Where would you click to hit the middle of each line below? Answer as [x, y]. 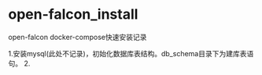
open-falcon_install [73, 14]
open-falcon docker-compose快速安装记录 [77, 37]
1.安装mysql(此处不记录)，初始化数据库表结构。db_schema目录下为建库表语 [131, 53]
